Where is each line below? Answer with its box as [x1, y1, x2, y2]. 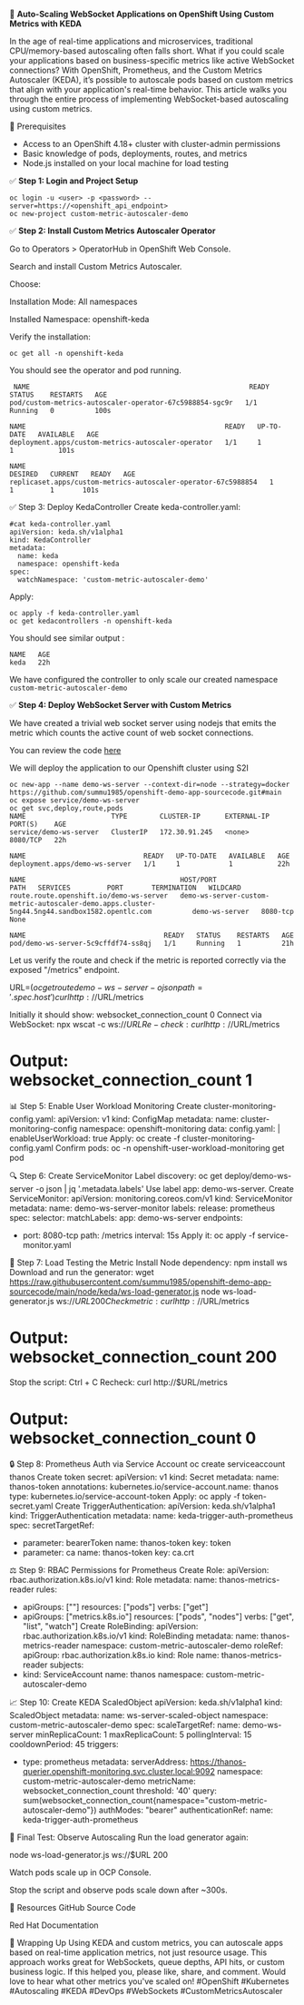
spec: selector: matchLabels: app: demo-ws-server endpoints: [9, 1212, 243, 1223]
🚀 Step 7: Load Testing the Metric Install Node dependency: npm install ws [9, 1257, 288, 1268]
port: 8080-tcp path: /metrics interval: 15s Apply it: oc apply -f [22, 1230, 256, 1241]
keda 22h [9, 658, 51, 667]
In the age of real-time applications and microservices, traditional [9, 36, 254, 46]
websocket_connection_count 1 [9, 1070, 252, 1091]
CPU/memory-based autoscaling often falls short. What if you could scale [9, 45, 285, 56]
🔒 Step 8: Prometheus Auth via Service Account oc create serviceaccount [9, 1458, 286, 1469]
